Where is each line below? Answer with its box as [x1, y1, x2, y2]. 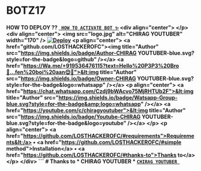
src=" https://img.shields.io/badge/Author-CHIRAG [6, 49, 137, 56]
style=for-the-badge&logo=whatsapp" [6, 81, 106, 88]
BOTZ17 [6, 4, 46, 17]
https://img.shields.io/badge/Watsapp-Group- [58, 94, 178, 101]
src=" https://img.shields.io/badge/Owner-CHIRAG [6, 74, 136, 82]
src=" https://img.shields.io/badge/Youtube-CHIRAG [6, 113, 141, 120]
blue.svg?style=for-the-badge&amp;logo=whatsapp [6, 100, 141, 107]
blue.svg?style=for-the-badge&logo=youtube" [6, 119, 127, 127]
